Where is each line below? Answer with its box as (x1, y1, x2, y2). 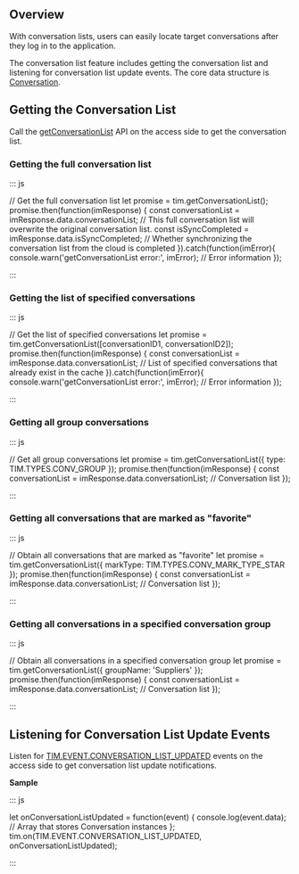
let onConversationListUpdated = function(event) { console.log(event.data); (9, 812, 287, 822)
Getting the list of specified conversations (9, 292, 196, 304)
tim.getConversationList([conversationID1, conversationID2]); (9, 339, 234, 350)
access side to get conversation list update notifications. (9, 760, 217, 771)
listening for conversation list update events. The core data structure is (9, 67, 270, 78)
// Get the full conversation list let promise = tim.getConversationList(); (9, 195, 269, 206)
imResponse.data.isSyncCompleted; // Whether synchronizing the (9, 233, 253, 243)
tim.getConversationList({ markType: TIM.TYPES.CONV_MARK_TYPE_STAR (9, 559, 286, 570)
